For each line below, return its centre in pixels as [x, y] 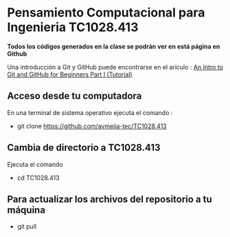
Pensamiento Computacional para [106, 13]
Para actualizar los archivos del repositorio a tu [110, 199]
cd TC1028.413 [38, 178]
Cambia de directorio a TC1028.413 [84, 148]
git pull [26, 227]
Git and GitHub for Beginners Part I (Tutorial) [70, 74]
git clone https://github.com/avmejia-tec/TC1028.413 [92, 126]
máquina [26, 210]
